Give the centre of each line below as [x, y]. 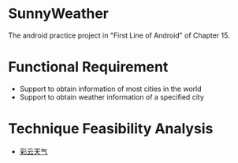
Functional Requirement [88, 67]
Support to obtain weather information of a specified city [112, 97]
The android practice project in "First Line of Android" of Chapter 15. [119, 35]
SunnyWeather [58, 14]
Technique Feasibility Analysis [111, 129]
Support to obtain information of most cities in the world [111, 89]
